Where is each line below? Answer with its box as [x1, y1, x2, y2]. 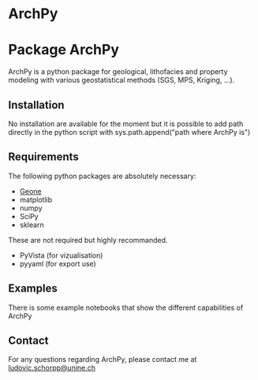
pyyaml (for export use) [19, 259, 96, 268]
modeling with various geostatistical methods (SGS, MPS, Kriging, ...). [8, 76, 235, 85]
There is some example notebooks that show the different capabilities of [8, 303, 244, 312]
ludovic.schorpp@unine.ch [8, 363, 96, 373]
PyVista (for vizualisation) [19, 250, 103, 260]
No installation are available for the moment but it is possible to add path [8, 119, 244, 129]
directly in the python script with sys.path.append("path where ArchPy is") [8, 127, 251, 136]
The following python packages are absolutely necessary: [8, 171, 196, 181]
